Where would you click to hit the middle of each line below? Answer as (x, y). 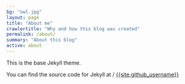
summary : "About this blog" (42, 40)
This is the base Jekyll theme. (44, 63)
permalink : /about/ (31, 34)
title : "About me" (30, 23)
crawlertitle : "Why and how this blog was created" (73, 29)
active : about (24, 46)
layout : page (23, 18)
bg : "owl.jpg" (24, 12)
